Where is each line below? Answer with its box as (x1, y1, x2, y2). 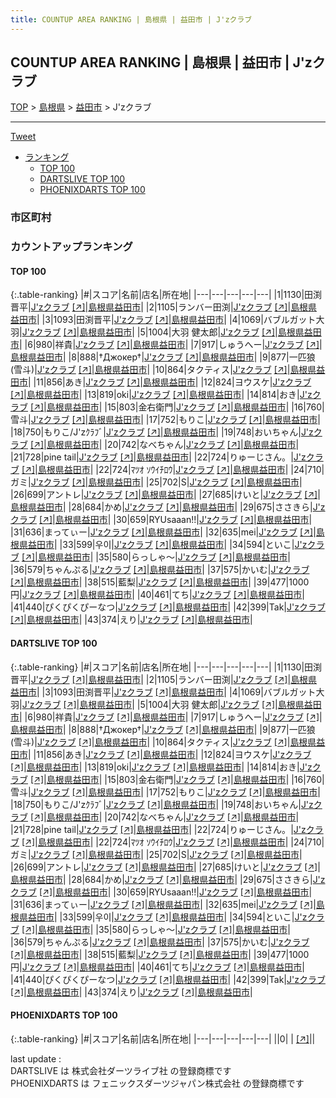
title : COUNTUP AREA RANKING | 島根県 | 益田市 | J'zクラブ (10, 14, 253, 25)
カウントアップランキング (10, 240, 133, 254)
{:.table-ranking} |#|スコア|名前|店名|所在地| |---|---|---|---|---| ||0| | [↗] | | (10, 1032, 316, 1045)
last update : (10, 1052, 62, 1065)
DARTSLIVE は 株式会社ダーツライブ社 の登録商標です (10, 1064, 232, 1076)
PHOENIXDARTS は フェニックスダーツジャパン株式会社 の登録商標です (10, 1077, 305, 1089)
